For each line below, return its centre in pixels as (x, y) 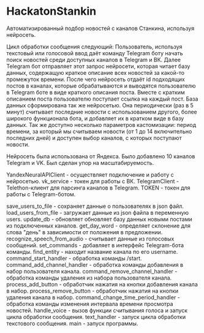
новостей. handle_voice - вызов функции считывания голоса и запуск (97, 310)
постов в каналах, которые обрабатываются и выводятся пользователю (101, 86)
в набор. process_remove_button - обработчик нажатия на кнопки (93, 291)
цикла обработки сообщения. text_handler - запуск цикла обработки (96, 316)
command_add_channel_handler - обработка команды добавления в (95, 264)
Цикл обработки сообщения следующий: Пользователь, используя (94, 47)
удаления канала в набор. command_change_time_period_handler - (93, 297)
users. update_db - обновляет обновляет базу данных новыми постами (99, 219)
